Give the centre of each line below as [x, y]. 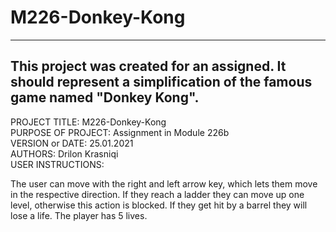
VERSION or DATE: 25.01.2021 [72, 143]
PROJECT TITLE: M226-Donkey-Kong [88, 122]
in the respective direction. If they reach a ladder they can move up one [157, 194]
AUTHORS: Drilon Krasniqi [64, 153]
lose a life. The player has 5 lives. [79, 215]
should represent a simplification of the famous [161, 82]
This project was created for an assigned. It [148, 66]
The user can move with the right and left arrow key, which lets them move [164, 183]
